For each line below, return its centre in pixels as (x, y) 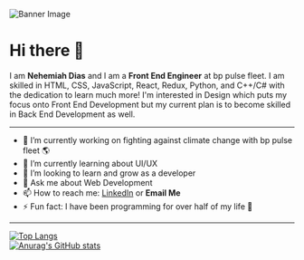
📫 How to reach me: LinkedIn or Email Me (101, 193)
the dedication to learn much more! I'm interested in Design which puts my (148, 94)
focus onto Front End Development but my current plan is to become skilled (150, 104)
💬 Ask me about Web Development (87, 182)
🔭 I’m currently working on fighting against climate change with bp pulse (157, 140)
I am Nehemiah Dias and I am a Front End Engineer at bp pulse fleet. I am (147, 75)
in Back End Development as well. (72, 114)
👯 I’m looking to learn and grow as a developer (109, 173)
